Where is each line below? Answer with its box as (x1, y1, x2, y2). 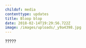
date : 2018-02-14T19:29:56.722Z (5, 20, 70, 26)
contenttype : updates (5, 12, 49, 16)
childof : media (5, 7, 36, 12)
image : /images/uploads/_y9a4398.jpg (5, 25, 82, 30)
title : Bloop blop (5, 16, 42, 21)
